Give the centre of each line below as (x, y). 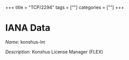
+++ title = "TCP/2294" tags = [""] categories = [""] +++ (65, 7)
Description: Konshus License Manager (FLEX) (54, 52)
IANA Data (28, 28)
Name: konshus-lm (25, 42)
